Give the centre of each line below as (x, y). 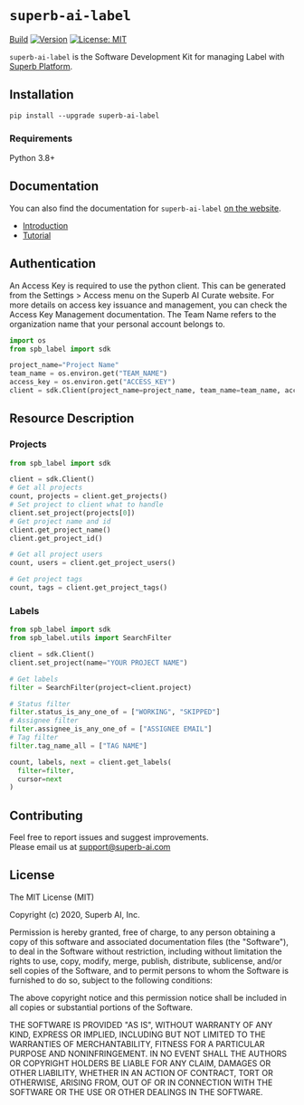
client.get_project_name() (60, 530)
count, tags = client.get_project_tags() (89, 588)
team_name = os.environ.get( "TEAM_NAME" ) (89, 373)
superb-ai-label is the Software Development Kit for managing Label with (147, 56)
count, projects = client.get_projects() (89, 496)
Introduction (45, 225)
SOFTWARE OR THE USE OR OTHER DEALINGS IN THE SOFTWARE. (136, 1091)
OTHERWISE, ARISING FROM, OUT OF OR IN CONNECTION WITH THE (141, 1082)
